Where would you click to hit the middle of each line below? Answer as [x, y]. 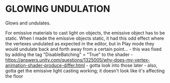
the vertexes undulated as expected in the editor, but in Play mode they [80, 43]
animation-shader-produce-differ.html [45, 65]
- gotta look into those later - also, [122, 65]
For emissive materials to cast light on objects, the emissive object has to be [85, 33]
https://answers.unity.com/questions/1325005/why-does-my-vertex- [78, 60]
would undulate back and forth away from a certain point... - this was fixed [83, 49]
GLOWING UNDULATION [58, 9]
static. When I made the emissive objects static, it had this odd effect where [85, 38]
